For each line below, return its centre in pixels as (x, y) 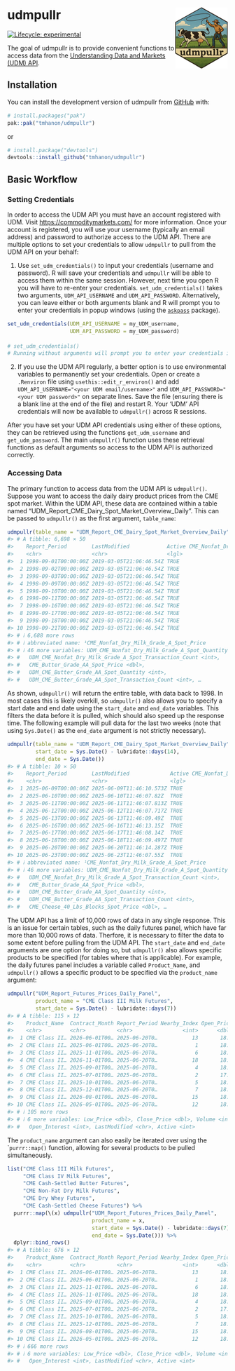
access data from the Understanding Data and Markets (86, 55)
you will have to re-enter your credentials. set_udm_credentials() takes (120, 288)
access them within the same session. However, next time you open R (118, 280)
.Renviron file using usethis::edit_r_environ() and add (98, 381)
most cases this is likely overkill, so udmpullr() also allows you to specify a (115, 701)
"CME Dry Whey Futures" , (59, 1198)
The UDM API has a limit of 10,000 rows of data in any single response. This (116, 920)
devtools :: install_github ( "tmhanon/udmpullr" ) (76, 158)
